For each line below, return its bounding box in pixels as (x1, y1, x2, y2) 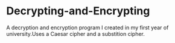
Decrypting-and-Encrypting (6, 4, 150, 18)
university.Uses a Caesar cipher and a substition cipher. (6, 30, 145, 37)
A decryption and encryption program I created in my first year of (6, 24, 169, 31)
